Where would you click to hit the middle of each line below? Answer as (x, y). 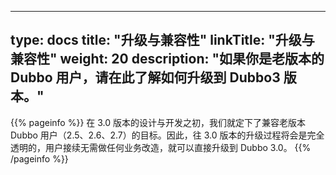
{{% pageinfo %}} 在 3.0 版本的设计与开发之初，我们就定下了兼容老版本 (158, 122)
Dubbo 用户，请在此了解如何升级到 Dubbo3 (145, 77)
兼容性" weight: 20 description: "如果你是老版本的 (167, 59)
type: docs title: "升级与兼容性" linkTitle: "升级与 (162, 40)
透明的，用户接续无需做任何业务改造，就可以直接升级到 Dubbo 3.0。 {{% (161, 147)
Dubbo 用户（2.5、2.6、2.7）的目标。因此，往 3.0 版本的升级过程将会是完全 (167, 135)
